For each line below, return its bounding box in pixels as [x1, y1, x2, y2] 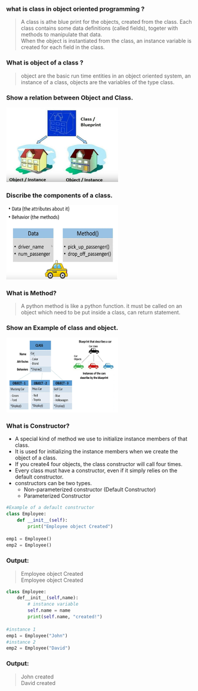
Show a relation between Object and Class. [6, 93, 134, 101]
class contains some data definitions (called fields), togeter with [20, 24, 178, 32]
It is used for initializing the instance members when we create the [14, 448, 178, 455]
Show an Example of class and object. [6, 324, 118, 332]
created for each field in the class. [20, 44, 106, 51]
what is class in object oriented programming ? [6, 5, 145, 13]
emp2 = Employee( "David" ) [6, 645, 70, 652]
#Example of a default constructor [6, 505, 95, 511]
